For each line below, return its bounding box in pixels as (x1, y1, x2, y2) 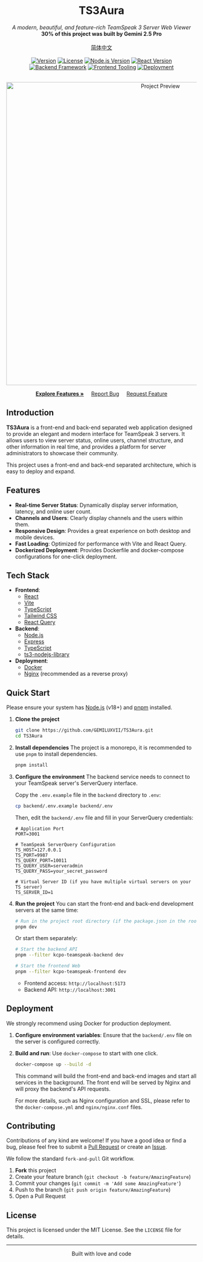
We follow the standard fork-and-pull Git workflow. (6, 1155, 135, 1163)
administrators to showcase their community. (6, 449, 119, 456)
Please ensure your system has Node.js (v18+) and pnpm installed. (6, 704, 173, 711)
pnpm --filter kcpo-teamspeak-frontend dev (14, 969, 127, 975)
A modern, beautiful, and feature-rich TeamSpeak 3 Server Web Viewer (11, 24, 192, 31)
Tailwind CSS (24, 612, 57, 619)
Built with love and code (71, 1250, 132, 1258)
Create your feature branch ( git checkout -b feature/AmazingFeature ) (14, 1174, 192, 1181)
